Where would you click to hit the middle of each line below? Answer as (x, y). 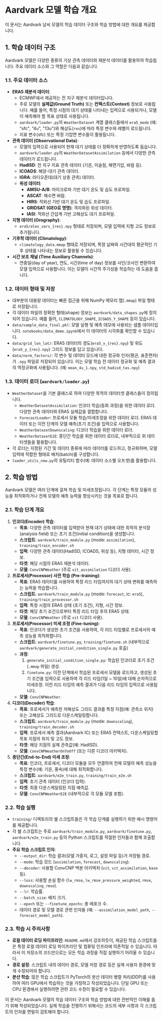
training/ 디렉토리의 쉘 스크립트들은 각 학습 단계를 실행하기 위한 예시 (78, 819)
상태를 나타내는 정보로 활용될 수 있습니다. (63, 251)
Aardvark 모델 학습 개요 (51, 10)
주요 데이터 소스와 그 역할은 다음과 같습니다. (57, 66)
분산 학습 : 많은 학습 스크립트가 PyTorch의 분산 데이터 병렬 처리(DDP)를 (79, 977)
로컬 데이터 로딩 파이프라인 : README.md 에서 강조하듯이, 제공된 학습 (74, 940)
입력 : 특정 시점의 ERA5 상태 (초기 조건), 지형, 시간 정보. (72, 605)
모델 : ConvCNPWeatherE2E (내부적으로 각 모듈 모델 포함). (72, 793)
